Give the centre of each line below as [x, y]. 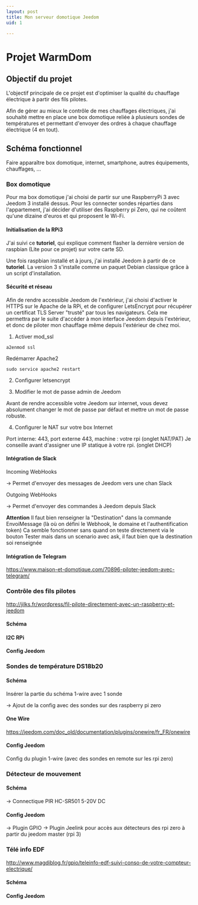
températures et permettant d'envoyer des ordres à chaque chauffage [91, 123]
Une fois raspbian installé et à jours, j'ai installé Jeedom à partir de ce [91, 261]
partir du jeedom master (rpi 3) [44, 834]
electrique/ [20, 869]
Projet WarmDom [49, 57]
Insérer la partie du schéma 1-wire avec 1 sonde [64, 694]
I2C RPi [15, 637]
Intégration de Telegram [36, 556]
